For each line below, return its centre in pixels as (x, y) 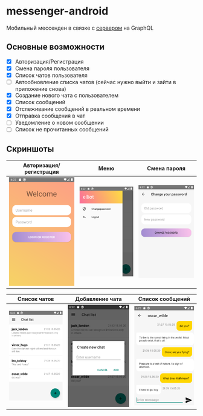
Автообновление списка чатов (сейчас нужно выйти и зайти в (95, 82)
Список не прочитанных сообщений (62, 130)
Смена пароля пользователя (52, 68)
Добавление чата (98, 299)
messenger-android (57, 11)
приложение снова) (40, 89)
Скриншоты (30, 149)
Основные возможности (55, 47)
